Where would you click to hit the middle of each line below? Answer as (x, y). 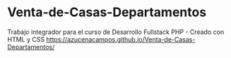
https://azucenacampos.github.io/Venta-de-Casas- (120, 39)
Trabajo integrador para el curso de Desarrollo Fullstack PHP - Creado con (116, 32)
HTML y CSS (26, 39)
